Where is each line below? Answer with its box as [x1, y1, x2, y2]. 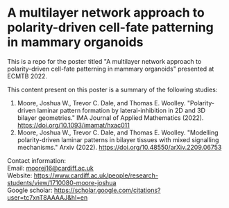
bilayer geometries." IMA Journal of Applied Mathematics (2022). [17, 113, 204, 122]
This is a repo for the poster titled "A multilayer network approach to [7, 57, 202, 65]
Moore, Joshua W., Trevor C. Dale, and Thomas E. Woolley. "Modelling [17, 128, 219, 137]
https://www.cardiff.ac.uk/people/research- [33, 171, 158, 180]
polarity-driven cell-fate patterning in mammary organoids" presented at [7, 64, 214, 73]
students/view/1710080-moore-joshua [7, 178, 117, 187]
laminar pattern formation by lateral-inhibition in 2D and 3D [37, 106, 206, 114]
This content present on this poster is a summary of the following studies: [7, 85, 218, 94]
